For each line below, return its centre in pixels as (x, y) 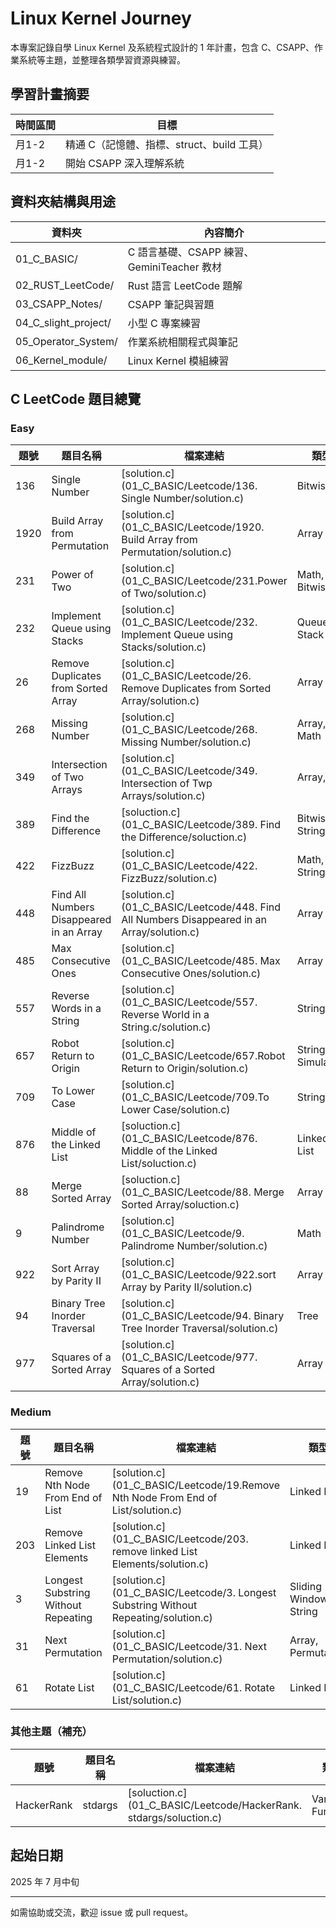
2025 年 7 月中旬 (45, 1881)
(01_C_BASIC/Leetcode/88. (186, 1192)
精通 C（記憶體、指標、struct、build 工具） (167, 144)
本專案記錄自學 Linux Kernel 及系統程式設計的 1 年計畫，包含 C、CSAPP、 (162, 47)
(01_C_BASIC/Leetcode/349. (189, 771)
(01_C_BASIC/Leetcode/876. (189, 1139)
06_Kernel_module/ (61, 360)
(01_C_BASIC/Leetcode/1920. (193, 527)
